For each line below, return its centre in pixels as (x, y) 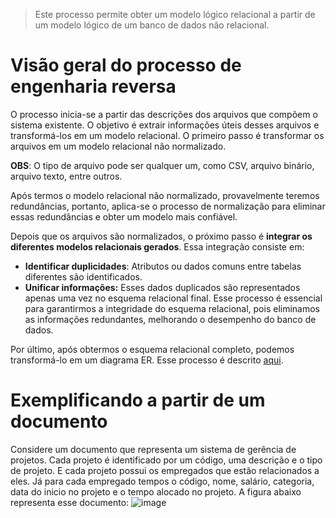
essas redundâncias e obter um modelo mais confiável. (124, 216)
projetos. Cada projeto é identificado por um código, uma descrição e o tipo (166, 460)
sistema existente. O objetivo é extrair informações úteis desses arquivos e (165, 125)
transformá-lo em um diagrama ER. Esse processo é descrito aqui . (147, 360)
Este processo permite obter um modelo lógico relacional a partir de (175, 14)
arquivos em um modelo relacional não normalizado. (118, 146)
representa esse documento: (70, 502)
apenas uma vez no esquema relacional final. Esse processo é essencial (173, 298)
